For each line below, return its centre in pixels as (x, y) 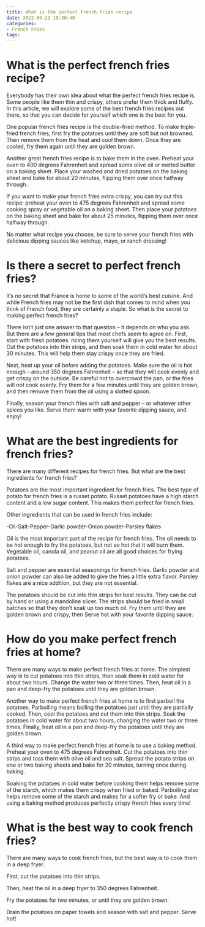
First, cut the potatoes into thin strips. (54, 876)
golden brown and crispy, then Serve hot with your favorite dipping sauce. (100, 614)
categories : (21, 23)
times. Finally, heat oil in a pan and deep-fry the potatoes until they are (95, 727)
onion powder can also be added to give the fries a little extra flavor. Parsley (102, 576)
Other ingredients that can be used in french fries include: (80, 514)
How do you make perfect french (91, 639)
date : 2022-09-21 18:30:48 (41, 18)
